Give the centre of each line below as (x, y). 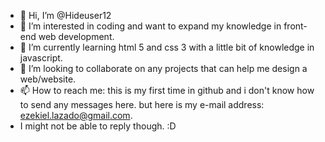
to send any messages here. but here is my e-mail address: (142, 104)
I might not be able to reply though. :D (98, 126)
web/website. (48, 79)
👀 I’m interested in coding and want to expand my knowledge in (150, 26)
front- (295, 26)
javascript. (41, 58)
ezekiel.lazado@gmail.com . (76, 115)
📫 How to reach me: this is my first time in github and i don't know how (167, 90)
